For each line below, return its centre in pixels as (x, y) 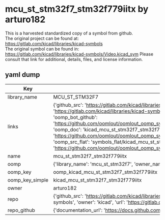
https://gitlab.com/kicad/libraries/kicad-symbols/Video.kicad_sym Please (79, 54)
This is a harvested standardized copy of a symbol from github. (69, 33)
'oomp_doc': (68, 129)
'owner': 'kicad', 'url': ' (102, 202)
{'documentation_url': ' (79, 210)
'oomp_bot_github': (75, 117)
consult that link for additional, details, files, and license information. (74, 59)
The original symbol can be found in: (42, 49)
